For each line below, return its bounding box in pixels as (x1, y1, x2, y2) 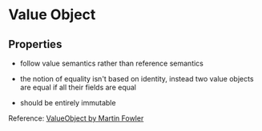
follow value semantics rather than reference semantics (19, 58, 204, 68)
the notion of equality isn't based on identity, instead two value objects (19, 74, 254, 83)
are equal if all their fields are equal (19, 82, 136, 92)
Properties (8, 38, 62, 51)
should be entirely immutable (19, 98, 116, 107)
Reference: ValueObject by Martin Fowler (8, 113, 144, 123)
